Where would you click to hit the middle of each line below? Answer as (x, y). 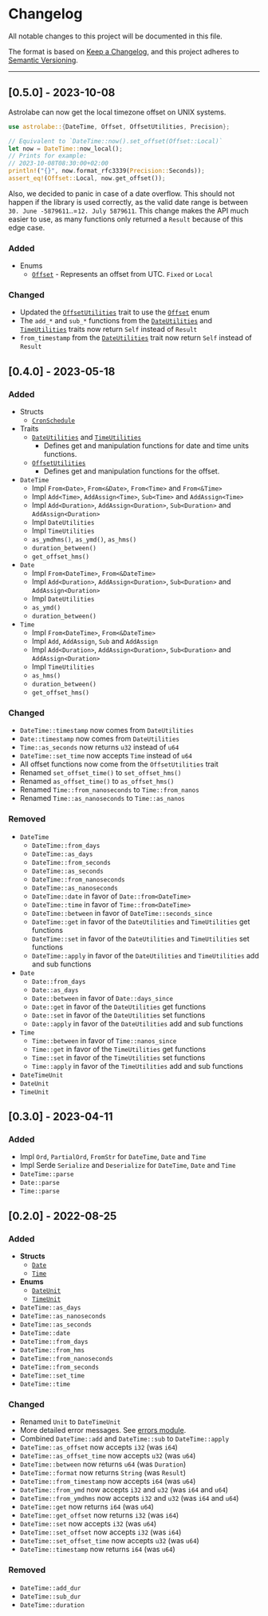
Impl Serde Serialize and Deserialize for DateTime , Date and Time (128, 1166)
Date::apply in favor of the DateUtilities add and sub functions (137, 1023)
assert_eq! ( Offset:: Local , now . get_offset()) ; (87, 178)
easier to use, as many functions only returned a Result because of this (126, 219)
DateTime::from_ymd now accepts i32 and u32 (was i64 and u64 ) (124, 1490)
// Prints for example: (48, 156)
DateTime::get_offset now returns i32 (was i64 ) (99, 1515)
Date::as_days (55, 990)
